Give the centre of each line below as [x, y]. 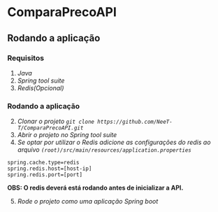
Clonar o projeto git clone [56, 121]
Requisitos [26, 58]
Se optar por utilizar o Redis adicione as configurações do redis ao [114, 142]
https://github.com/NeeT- [135, 122]
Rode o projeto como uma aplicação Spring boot [88, 202]
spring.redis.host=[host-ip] [50, 169]
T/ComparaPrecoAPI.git [50, 128]
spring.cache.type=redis [43, 163]
